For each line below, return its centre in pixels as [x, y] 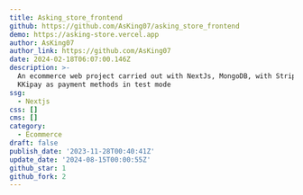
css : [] [24, 110]
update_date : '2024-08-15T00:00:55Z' [80, 160]
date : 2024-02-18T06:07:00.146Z [70, 59]
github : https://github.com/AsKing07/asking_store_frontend [125, 26]
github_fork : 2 [38, 176]
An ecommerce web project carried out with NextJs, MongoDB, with [145, 76]
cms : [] [24, 118]
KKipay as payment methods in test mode [94, 84]
